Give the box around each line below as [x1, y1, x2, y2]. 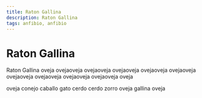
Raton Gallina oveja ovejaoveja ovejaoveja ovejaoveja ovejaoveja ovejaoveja [6, 66, 197, 74]
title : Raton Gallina [6, 9, 62, 15]
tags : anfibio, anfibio [6, 20, 67, 26]
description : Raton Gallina [6, 15, 78, 21]
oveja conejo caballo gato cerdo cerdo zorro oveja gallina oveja [6, 85, 166, 92]
